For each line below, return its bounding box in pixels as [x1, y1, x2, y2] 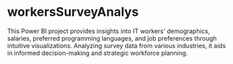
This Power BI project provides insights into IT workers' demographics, [7, 27, 211, 35]
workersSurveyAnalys [7, 4, 139, 20]
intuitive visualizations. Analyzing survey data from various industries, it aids [7, 41, 226, 50]
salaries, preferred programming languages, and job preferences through [7, 34, 217, 42]
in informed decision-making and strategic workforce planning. [7, 49, 188, 57]
